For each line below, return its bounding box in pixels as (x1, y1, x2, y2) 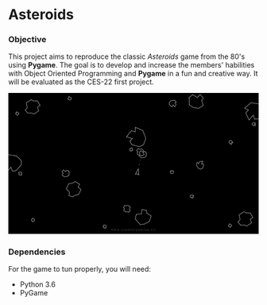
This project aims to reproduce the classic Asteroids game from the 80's (8, 52, 246, 61)
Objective (8, 34, 47, 45)
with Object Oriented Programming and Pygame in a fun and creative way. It (8, 69, 258, 79)
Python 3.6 (19, 280, 56, 289)
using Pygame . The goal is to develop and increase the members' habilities (8, 60, 255, 70)
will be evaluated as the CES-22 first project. (8, 77, 155, 87)
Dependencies (8, 246, 66, 257)
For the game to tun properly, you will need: (8, 264, 151, 274)
